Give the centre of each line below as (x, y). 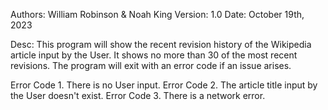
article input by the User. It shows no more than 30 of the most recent (154, 55)
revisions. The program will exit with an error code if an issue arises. (151, 65)
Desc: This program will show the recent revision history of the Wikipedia (161, 44)
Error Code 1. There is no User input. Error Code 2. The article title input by (164, 85)
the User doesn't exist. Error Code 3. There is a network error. (138, 95)
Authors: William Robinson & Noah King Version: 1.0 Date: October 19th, (157, 14)
